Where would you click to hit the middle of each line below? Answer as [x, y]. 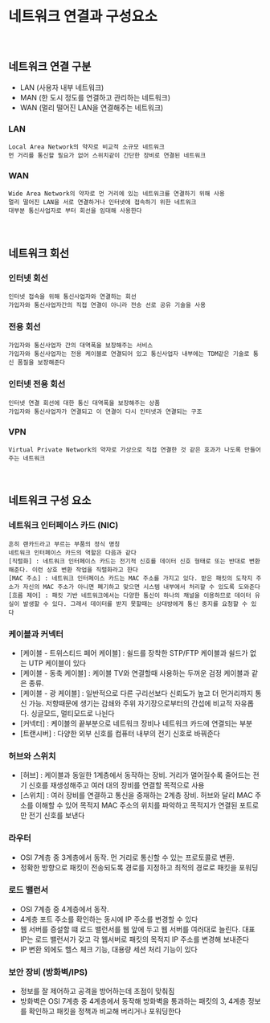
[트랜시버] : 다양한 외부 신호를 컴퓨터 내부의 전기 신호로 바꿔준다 [120, 733]
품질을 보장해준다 [41, 362]
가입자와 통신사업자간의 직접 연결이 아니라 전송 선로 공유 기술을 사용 [107, 305]
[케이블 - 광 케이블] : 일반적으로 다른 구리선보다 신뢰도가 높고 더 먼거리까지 [137, 693]
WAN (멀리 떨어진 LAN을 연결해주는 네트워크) [92, 107]
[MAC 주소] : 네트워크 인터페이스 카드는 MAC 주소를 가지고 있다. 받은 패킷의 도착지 [131, 578]
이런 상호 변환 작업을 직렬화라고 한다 [85, 570]
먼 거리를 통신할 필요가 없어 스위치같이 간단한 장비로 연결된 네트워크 [107, 156]
